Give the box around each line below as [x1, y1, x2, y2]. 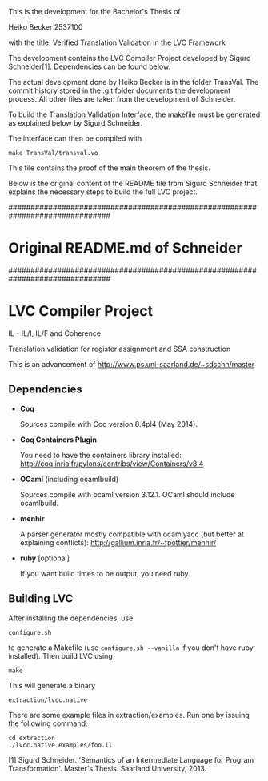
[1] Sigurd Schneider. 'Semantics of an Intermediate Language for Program [8, 755, 254, 764]
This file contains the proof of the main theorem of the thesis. [8, 163, 210, 173]
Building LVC [8, 592, 74, 606]
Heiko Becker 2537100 [8, 22, 83, 31]
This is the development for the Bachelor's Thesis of [8, 7, 182, 16]
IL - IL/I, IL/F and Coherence [8, 328, 102, 338]
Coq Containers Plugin [19, 435, 98, 444]
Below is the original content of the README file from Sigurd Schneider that [8, 179, 258, 188]
